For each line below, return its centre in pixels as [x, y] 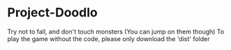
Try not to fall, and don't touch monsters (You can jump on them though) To [116, 32]
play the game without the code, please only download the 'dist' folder [109, 38]
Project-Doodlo [52, 13]
